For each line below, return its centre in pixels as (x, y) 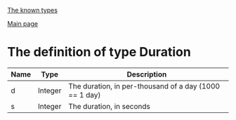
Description (147, 74)
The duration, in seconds (109, 106)
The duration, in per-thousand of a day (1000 (144, 86)
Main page (23, 24)
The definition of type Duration (99, 52)
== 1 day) (84, 95)
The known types (33, 10)
